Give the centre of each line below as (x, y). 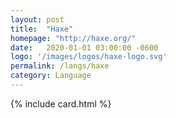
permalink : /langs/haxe (60, 66)
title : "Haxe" (42, 29)
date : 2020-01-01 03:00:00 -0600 (84, 47)
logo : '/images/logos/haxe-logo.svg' (89, 57)
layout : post (37, 19)
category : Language (51, 76)
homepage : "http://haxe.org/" (73, 38)
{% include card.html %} (61, 103)
